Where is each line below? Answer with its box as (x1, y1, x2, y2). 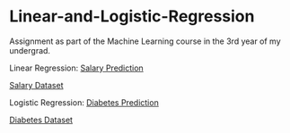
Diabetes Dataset (9, 114, 74, 125)
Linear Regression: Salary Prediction (9, 62, 144, 73)
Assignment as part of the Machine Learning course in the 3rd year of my (9, 36, 281, 46)
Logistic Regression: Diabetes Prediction (9, 96, 159, 108)
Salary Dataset (9, 79, 64, 90)
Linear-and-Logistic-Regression (9, 6, 255, 27)
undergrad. (9, 45, 51, 55)
